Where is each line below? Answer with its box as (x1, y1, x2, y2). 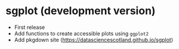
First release (14, 24, 45, 31)
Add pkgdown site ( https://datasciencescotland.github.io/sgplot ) (14, 36, 174, 43)
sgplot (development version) (5, 4, 156, 18)
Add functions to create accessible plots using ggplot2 (14, 30, 149, 37)
